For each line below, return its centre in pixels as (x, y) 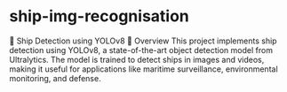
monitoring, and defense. (55, 78)
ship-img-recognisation (99, 16)
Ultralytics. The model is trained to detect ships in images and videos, (137, 59)
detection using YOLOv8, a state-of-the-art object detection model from (141, 50)
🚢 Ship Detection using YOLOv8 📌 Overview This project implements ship (143, 41)
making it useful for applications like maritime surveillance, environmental (143, 69)
